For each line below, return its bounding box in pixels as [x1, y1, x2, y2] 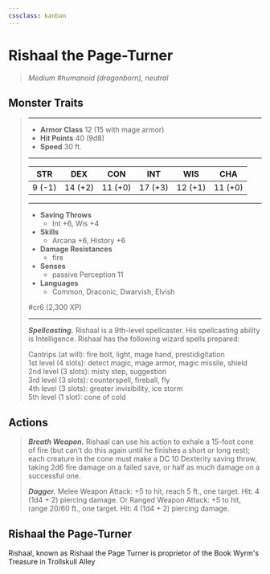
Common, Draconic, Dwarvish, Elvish [51, 287, 175, 297]
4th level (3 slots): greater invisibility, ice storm [27, 384, 183, 393]
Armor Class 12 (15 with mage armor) [39, 125, 165, 135]
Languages [39, 279, 79, 288]
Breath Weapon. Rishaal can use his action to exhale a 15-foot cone [27, 437, 254, 446]
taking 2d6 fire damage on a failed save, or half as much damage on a [27, 462, 260, 472]
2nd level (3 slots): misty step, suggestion [27, 367, 167, 377]
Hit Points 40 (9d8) [39, 133, 105, 143]
